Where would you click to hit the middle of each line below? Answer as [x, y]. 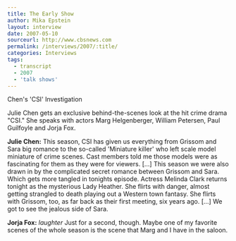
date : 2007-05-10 [33, 33]
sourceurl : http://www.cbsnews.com [60, 40]
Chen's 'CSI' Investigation [45, 99]
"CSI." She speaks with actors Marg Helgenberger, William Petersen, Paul [114, 121]
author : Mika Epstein [39, 20]
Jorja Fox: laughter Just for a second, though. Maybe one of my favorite [112, 223]
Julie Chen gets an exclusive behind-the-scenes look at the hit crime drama [117, 113]
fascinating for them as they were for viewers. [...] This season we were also [118, 164]
